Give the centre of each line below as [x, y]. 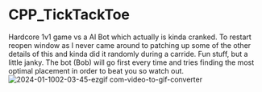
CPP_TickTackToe [69, 15]
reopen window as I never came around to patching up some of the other [130, 45]
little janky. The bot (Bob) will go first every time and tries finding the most [131, 62]
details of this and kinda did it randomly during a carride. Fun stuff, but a [128, 54]
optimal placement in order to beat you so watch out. [96, 70]
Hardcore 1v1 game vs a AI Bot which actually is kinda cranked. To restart [130, 37]
